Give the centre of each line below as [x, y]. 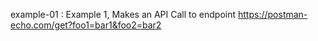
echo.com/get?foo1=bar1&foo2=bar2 [86, 25]
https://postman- [273, 14]
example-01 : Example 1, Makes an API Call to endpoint [123, 14]
